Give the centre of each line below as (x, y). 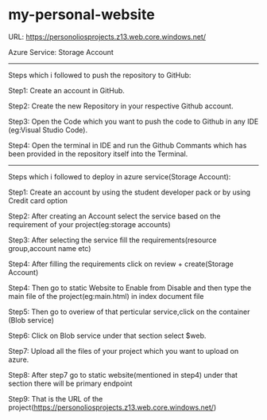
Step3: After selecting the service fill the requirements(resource (112, 240)
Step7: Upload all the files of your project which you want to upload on (124, 351)
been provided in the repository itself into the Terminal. (98, 154)
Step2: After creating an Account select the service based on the (114, 216)
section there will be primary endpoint (70, 383)
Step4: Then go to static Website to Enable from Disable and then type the (130, 288)
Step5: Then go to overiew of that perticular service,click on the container (129, 312)
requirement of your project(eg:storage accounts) (89, 224)
